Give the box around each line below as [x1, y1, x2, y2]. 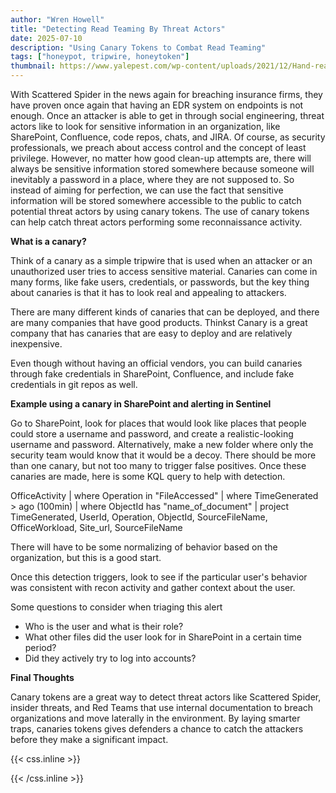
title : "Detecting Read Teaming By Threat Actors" [10, 24, 226, 34]
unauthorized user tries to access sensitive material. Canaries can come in [10, 266, 318, 277]
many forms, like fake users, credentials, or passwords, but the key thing [10, 276, 310, 288]
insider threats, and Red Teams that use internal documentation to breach [10, 702, 314, 713]
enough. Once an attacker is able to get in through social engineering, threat [10, 110, 325, 121]
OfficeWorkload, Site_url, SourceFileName [10, 522, 183, 533]
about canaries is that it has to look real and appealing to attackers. [10, 287, 287, 298]
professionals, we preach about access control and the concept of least [10, 142, 307, 153]
